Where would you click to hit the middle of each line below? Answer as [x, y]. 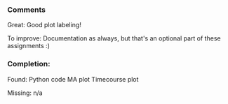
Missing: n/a [25, 93]
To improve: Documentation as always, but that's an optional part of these [114, 38]
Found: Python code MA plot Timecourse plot [73, 79]
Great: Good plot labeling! [45, 25]
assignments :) [29, 46]
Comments [26, 10]
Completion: [29, 64]
